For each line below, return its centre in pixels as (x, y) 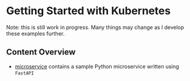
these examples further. (35, 33)
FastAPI (24, 73)
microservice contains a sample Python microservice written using (97, 66)
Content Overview (41, 52)
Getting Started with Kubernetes (88, 11)
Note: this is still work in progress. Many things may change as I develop (95, 27)
